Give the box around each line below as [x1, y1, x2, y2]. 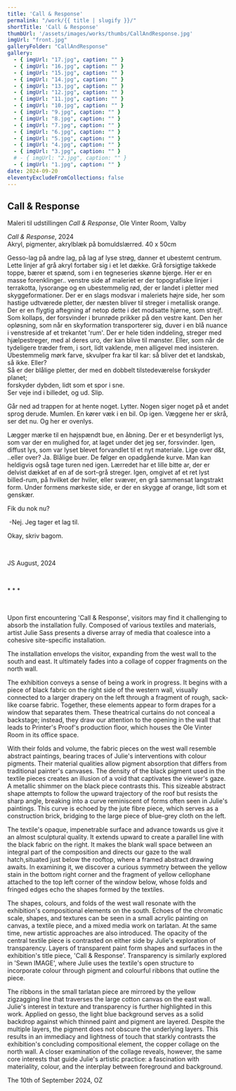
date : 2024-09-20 [7, 167, 58, 175]
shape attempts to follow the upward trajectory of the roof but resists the [7, 789, 218, 798]
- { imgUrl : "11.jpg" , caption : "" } [13, 96, 124, 103]
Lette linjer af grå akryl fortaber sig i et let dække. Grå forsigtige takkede [7, 261, 216, 270]
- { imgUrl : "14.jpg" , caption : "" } [13, 75, 124, 83]
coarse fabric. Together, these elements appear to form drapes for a [18, 701, 216, 709]
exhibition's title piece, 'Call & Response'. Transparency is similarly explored [7, 951, 227, 960]
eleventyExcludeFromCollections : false [7, 174, 124, 181]
